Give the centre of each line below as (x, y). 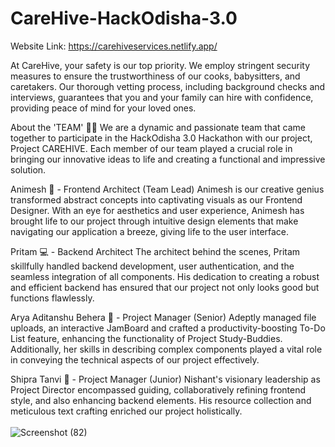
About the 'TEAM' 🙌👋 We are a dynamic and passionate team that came (158, 127)
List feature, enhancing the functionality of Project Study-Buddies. (146, 338)
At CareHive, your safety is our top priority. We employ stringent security (160, 65)
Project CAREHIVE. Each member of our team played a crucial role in (151, 148)
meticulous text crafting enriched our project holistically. (126, 411)
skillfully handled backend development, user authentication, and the (152, 266)
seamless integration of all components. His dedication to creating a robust (165, 276)
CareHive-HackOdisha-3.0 (124, 18)
